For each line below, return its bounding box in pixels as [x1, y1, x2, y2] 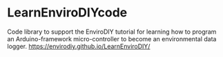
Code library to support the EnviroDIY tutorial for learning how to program [7, 27, 217, 36]
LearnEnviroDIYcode [7, 5, 128, 21]
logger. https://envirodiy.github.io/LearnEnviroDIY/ [7, 42, 151, 50]
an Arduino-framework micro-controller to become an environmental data [7, 34, 217, 43]
